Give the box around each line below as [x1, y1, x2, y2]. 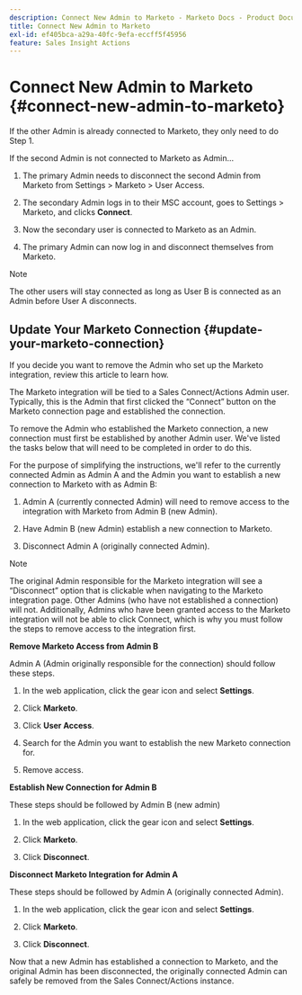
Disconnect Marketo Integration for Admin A [9, 869, 179, 880]
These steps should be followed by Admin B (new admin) [9, 800, 221, 810]
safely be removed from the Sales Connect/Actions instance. [9, 975, 235, 986]
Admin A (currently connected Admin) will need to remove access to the [22, 497, 290, 506]
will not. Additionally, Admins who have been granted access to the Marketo [9, 605, 290, 614]
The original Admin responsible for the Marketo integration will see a [9, 576, 263, 586]
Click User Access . [22, 721, 94, 731]
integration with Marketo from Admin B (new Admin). [22, 506, 218, 516]
